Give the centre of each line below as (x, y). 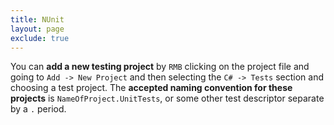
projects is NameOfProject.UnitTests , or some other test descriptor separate (167, 98)
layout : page (37, 29)
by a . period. (38, 109)
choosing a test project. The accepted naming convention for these (151, 88)
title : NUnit (37, 19)
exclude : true (40, 38)
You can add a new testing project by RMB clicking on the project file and (160, 67)
